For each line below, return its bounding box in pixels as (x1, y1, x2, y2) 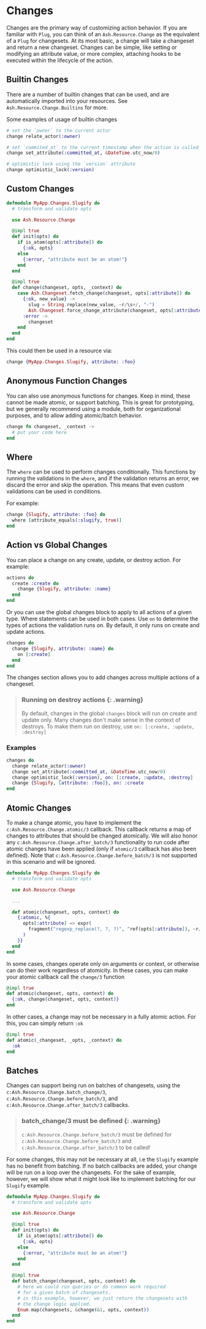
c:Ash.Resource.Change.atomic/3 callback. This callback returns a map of (6, 826, 191, 833)
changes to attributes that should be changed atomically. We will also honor (6, 832, 198, 839)
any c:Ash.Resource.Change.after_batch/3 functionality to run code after (6, 839, 190, 846)
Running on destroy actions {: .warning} (21, 696, 144, 704)
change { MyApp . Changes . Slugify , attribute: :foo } (6, 359, 136, 365)
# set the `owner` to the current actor (6, 127, 112, 134)
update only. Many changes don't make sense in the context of (21, 716, 181, 723)
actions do (6, 574, 34, 580)
